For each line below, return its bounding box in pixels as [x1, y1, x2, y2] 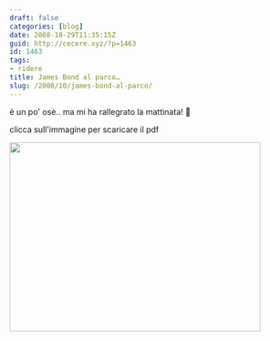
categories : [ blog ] [9, 22, 84, 31]
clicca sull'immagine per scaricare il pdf [9, 124, 160, 135]
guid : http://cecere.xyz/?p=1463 [9, 38, 137, 48]
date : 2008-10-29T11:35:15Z [9, 30, 117, 39]
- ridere [9, 65, 43, 74]
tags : [9, 56, 30, 65]
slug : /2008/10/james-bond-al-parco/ [9, 81, 153, 90]
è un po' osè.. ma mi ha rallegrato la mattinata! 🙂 [9, 106, 192, 117]
